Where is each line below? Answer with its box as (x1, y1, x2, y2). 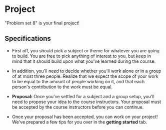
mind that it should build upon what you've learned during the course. (11, 58, 156, 64)
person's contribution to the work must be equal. (11, 84, 113, 90)
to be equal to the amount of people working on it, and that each (11, 78, 145, 84)
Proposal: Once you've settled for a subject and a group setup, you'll (11, 93, 154, 99)
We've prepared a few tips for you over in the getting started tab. (11, 119, 147, 125)
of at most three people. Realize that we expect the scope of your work (11, 73, 158, 79)
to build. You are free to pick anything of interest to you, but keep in (11, 53, 151, 59)
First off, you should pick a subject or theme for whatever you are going (11, 47, 159, 53)
